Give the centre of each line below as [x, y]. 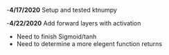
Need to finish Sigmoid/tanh [56, 36]
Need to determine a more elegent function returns [89, 44]
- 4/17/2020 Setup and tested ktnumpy [62, 10]
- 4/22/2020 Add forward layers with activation [74, 23]
